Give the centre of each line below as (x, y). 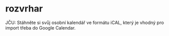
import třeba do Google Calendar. (40, 27)
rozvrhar (24, 9)
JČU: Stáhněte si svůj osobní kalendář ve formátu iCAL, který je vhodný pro (85, 22)
